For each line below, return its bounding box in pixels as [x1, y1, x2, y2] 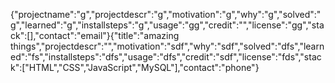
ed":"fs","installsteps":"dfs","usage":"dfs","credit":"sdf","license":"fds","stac [10, 51, 322, 63]
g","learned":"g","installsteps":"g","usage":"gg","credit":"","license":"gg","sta [10, 19, 325, 31]
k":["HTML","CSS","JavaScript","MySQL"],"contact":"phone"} [10, 62, 260, 73]
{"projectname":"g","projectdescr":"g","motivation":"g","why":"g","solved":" [10, 9, 322, 20]
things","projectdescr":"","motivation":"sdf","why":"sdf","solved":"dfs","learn [10, 40, 325, 52]
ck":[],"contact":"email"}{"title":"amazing [10, 30, 180, 41]
